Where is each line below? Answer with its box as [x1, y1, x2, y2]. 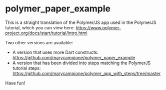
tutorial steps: [12, 65, 41, 71]
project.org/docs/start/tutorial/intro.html [5, 30, 87, 36]
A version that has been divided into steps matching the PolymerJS [12, 60, 151, 66]
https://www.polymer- [75, 24, 121, 30]
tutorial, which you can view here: [5, 24, 75, 30]
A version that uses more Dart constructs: [12, 49, 99, 55]
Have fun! [5, 80, 25, 86]
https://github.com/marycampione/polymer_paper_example [12, 54, 135, 60]
